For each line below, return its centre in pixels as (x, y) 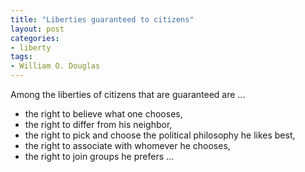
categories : (35, 38)
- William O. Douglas (55, 66)
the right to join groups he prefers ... (99, 156)
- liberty (31, 47)
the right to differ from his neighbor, (98, 124)
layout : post (37, 29)
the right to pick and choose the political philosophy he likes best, (160, 135)
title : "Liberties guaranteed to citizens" (102, 19)
